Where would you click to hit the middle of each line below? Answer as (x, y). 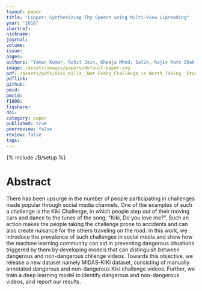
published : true (26, 124)
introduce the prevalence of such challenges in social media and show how (99, 237)
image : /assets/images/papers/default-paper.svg (68, 68)
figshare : (19, 107)
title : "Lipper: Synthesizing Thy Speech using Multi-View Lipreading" (98, 17)
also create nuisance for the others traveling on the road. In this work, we (97, 230)
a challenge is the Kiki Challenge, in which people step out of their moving (98, 211)
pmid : (13, 90)
